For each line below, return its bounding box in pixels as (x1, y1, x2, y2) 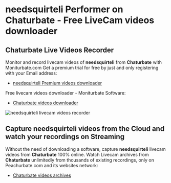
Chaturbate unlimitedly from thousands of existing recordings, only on (5, 157, 155, 163)
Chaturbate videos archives (12, 172, 72, 178)
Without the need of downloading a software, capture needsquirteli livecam (5, 146, 166, 152)
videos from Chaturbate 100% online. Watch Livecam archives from (5, 151, 149, 157)
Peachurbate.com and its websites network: (5, 162, 98, 168)
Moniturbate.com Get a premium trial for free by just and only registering (5, 65, 159, 71)
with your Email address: (5, 70, 57, 76)
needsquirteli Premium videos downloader (12, 80, 102, 86)
